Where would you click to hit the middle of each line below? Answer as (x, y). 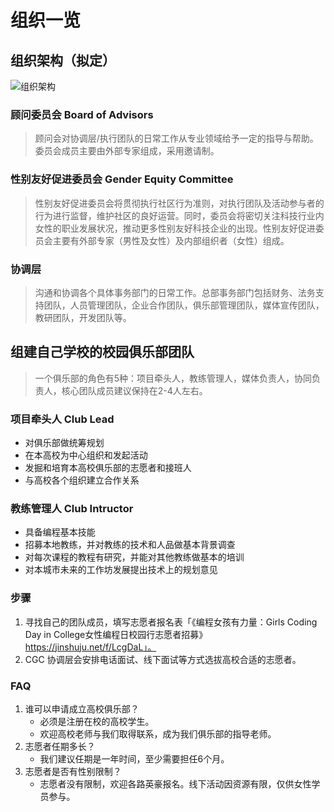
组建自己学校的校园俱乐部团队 (102, 352)
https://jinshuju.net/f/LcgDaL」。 (90, 647)
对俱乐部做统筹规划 (64, 442)
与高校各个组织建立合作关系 (82, 480)
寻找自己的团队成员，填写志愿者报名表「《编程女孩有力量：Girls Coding (171, 622)
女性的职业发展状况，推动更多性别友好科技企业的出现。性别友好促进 (175, 228)
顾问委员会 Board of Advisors (82, 114)
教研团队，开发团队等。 (83, 317)
